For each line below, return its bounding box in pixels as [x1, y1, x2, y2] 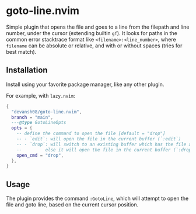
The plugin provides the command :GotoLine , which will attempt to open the [6, 195, 189, 202]
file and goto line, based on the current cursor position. [6, 201, 139, 208]
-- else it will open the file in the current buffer [16, 147, 171, 153]
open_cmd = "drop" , [16, 152, 64, 158]
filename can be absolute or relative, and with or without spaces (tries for [6, 42, 183, 49]
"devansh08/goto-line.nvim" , [11, 109, 82, 115]
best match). [6, 48, 37, 55]
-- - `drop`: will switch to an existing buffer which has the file [16, 141, 187, 147]
